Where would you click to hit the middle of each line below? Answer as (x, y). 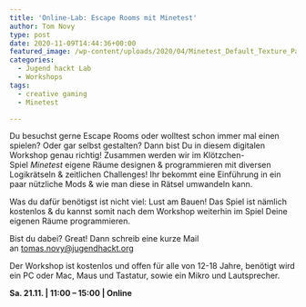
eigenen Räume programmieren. (70, 221)
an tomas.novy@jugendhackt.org (71, 248)
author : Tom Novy (42, 26)
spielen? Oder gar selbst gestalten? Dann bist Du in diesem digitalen (138, 145)
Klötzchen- (224, 155)
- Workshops (41, 77)
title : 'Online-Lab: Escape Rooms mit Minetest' (103, 18)
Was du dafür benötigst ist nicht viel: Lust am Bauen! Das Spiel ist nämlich (148, 202)
